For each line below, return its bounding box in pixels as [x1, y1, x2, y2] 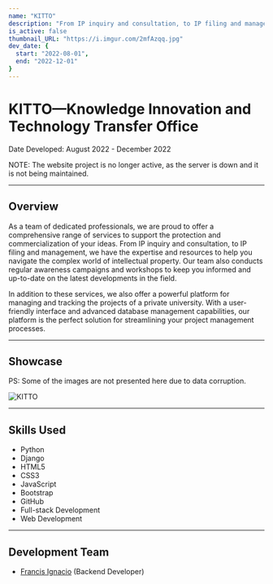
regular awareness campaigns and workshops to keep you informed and [8, 264, 251, 274]
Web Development [19, 514, 83, 524]
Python [19, 445, 45, 455]
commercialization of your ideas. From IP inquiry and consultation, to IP [8, 238, 248, 248]
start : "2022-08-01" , [15, 50, 89, 58]
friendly [8, 306, 35, 316]
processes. [8, 323, 46, 333]
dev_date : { [8, 42, 49, 50]
